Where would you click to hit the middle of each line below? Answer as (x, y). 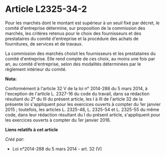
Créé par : (15, 139)
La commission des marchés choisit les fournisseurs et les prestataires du (80, 53)
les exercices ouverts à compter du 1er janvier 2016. (58, 120)
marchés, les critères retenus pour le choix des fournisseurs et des (73, 33)
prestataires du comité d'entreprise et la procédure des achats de (72, 39)
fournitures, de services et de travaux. (44, 44)
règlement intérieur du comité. (36, 69)
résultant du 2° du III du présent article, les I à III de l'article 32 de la (74, 99)
